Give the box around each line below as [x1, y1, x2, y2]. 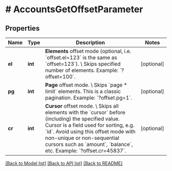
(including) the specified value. [45, 115, 120, 122]
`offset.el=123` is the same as [45, 54, 118, 61]
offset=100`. [45, 73, 76, 80]
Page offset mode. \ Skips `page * [45, 82, 127, 88]
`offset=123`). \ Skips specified [45, 60, 121, 67]
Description [76, 39, 105, 46]
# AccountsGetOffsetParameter [5, 4, 143, 15]
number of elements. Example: [45, 67, 119, 74]
